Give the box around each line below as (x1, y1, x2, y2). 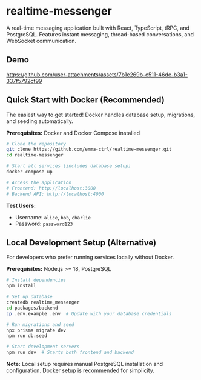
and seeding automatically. (6, 117, 74, 125)
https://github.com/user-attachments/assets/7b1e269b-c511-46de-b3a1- (6, 71, 188, 78)
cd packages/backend (6, 305, 59, 311)
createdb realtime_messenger (6, 299, 80, 305)
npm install (6, 283, 36, 289)
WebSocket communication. (6, 37, 77, 44)
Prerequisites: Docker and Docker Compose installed (6, 129, 140, 136)
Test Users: (6, 202, 36, 209)
